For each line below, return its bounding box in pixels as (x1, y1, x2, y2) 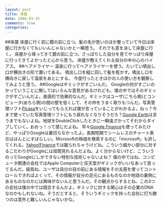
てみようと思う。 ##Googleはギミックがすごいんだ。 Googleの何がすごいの (5, 81, 155, 87)
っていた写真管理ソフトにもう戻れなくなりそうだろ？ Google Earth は (17, 112, 153, 118)
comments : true (5, 20, 36, 26)
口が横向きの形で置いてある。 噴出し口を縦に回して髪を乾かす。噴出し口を (5, 69, 153, 75)
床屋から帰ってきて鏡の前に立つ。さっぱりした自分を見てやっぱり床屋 (14, 51, 154, 57)
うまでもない (5, 118, 30, 124)
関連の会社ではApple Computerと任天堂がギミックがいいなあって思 (17, 160, 152, 166)
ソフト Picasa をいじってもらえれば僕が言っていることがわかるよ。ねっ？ (9, 106, 153, 111)
